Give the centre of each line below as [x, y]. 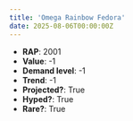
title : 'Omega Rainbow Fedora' [67, 17]
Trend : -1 [39, 80]
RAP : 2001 [42, 51]
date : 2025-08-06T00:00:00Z [62, 26]
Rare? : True [44, 108]
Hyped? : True [48, 99]
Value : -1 [39, 61]
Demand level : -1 [54, 70]
